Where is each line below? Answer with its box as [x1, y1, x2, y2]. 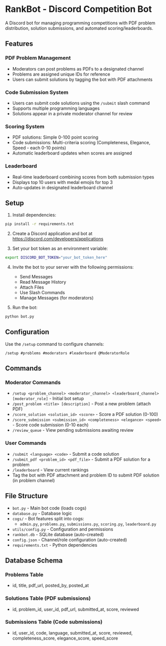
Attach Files [19, 284, 44, 290]
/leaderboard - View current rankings [12, 467, 89, 473]
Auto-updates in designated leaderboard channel [12, 184, 113, 190]
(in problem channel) [12, 477, 55, 483]
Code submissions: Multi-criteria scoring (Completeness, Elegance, [12, 140, 151, 146]
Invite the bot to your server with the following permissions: [12, 264, 134, 270]
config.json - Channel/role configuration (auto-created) [12, 537, 127, 543]
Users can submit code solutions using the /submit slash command [12, 100, 150, 106]
